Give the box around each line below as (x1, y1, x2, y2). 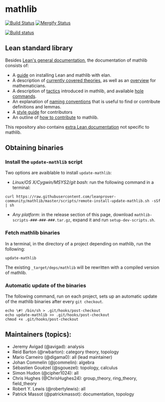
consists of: (5, 62, 29, 68)
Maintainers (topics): (5, 330, 72, 339)
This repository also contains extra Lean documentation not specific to (5, 124, 150, 130)
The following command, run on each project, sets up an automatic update (5, 293, 158, 299)
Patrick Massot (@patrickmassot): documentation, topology (12, 391, 135, 397)
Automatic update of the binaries (5, 282, 87, 289)
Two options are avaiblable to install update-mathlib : (5, 170, 112, 176)
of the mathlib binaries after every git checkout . (5, 299, 104, 305)
